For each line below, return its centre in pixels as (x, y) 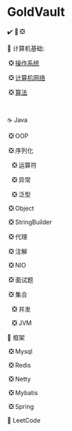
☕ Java (17, 120)
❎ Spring (21, 406)
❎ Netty (20, 379)
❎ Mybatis (23, 392)
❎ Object (21, 208)
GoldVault (36, 12)
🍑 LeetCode (24, 420)
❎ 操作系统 (24, 63)
